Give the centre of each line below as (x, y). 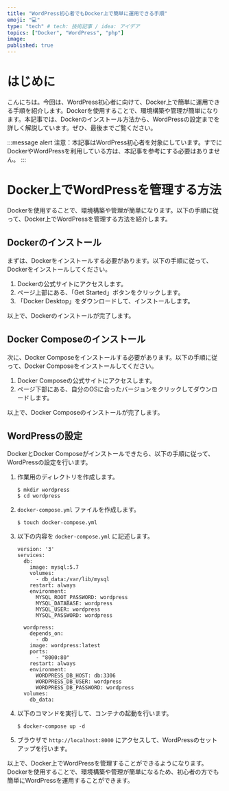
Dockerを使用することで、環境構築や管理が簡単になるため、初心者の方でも (113, 772)
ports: (39, 652)
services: (31, 555)
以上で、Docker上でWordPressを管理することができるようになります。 (107, 763)
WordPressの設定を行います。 (49, 462)
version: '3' (36, 550)
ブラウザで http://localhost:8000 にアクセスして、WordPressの (108, 740)
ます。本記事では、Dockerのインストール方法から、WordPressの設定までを (113, 119)
